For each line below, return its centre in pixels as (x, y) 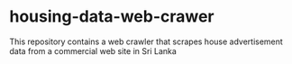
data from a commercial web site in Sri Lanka (93, 50)
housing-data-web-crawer (112, 17)
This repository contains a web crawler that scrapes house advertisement (146, 41)
